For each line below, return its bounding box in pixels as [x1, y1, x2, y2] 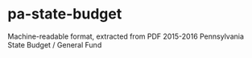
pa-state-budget [7, 5, 122, 23]
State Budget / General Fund [7, 39, 102, 49]
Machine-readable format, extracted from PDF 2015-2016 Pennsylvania [7, 31, 245, 41]
